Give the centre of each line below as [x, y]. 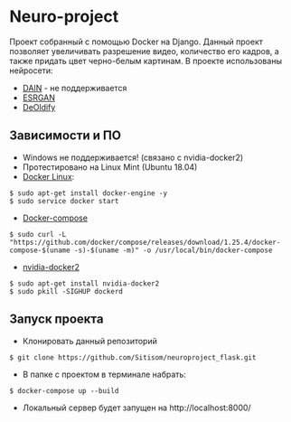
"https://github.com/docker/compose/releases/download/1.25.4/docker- [145, 242]
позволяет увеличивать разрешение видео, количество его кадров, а [145, 51]
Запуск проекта [56, 319]
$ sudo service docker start [64, 201]
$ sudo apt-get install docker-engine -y [89, 193]
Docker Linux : [48, 176]
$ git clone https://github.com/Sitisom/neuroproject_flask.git [133, 357]
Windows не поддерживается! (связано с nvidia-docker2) [133, 157]
